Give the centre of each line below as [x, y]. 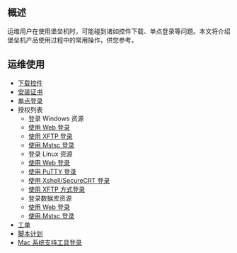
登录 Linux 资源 [50, 154]
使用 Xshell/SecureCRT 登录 [69, 180]
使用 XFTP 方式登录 [57, 189]
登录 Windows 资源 [56, 118]
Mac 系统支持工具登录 [50, 242]
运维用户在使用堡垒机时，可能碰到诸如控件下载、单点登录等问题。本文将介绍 [119, 31]
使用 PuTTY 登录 [52, 172]
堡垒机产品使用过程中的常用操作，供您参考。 [73, 40]
